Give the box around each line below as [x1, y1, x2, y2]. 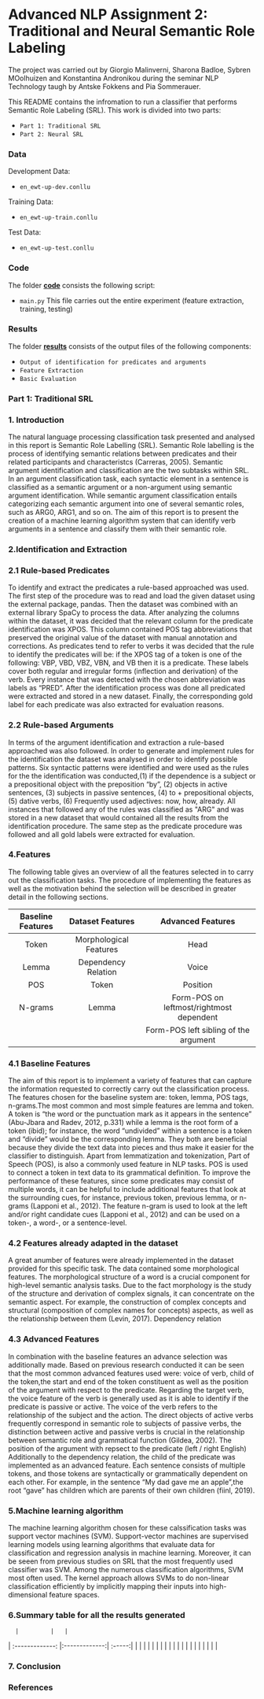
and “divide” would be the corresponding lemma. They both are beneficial [8, 1135, 247, 1144]
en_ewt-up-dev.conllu [19, 183, 90, 191]
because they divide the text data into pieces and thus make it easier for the [8, 1143, 254, 1153]
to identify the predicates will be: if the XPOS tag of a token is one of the [8, 650, 242, 659]
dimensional [8, 1590, 48, 1600]
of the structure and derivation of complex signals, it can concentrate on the [8, 1289, 255, 1298]
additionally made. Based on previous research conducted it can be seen [8, 1360, 245, 1369]
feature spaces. [49, 1590, 100, 1600]
